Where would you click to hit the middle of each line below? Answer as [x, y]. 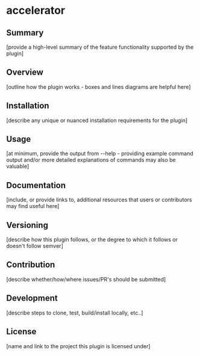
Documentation [36, 185]
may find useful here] [33, 206]
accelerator [36, 11]
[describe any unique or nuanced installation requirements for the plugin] [97, 120]
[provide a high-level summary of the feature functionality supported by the [100, 47]
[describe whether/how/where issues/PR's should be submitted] [86, 279]
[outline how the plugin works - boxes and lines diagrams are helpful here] [98, 87]
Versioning [27, 225]
